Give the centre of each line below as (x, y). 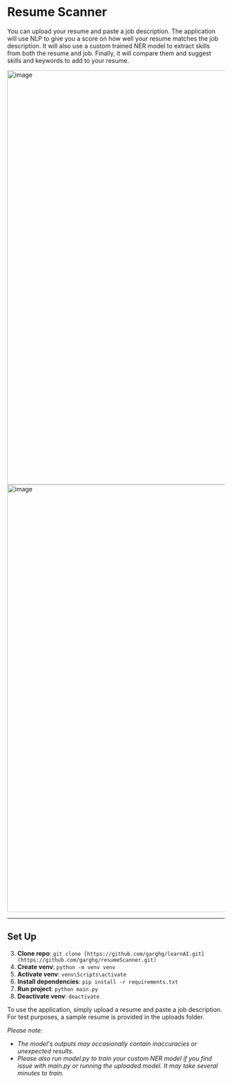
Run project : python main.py (58, 988)
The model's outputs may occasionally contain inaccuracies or (107, 1044)
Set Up (22, 937)
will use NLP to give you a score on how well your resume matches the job (113, 38)
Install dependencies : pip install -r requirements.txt (97, 981)
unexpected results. (45, 1051)
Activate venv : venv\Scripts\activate (71, 974)
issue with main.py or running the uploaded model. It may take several (117, 1066)
